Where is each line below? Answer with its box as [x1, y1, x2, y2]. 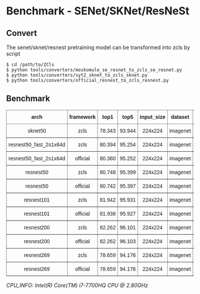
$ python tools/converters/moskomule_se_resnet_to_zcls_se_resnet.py [6, 67, 183, 73]
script [6, 50, 21, 57]
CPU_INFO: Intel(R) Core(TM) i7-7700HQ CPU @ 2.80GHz [6, 281, 148, 289]
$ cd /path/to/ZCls [6, 62, 55, 68]
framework [69, 114, 96, 120]
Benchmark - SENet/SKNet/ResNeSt [6, 4, 189, 18]
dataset [170, 114, 189, 120]
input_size [139, 114, 165, 120]
